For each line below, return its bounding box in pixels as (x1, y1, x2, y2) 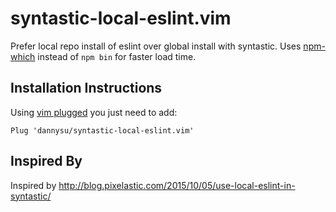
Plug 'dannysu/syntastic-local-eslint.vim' (10, 125, 195, 136)
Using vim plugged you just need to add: (10, 106, 178, 118)
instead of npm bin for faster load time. (37, 50, 197, 62)
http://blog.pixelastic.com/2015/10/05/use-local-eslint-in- (58, 179, 296, 191)
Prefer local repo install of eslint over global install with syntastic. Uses (10, 40, 302, 52)
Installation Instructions (10, 80, 163, 97)
